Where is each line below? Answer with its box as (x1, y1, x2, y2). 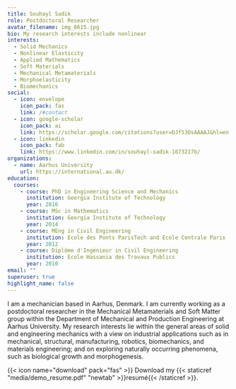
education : (7, 175, 40, 182)
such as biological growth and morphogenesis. (7, 352, 143, 361)
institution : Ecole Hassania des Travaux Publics (25, 254, 175, 261)
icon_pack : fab (20, 142, 65, 149)
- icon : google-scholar (13, 115, 83, 122)
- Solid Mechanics (13, 43, 69, 50)
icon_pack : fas (20, 103, 65, 110)
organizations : (7, 155, 52, 163)
